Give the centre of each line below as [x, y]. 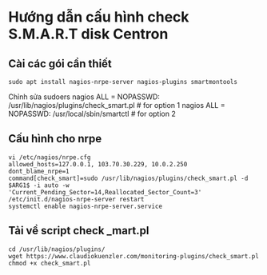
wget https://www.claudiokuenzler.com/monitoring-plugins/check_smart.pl [134, 256]
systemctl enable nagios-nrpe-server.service [85, 206]
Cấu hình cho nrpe [55, 139]
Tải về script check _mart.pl [79, 231]
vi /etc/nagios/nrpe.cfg [50, 157]
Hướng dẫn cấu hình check [99, 17]
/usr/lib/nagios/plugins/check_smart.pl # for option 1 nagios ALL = [117, 105]
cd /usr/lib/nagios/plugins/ [57, 249]
